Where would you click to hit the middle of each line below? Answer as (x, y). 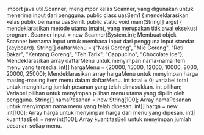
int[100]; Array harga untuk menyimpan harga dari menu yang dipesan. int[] (101, 113)
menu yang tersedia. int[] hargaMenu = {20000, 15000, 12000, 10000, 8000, (102, 67)
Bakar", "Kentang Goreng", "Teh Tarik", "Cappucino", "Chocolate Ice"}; (95, 54)
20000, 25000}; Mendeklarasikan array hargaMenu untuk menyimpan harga (102, 74)
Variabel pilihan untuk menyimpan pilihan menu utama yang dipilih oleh (96, 93)
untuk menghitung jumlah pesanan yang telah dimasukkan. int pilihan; (94, 87)
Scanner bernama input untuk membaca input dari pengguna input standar (100, 41)
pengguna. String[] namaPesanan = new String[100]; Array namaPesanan (99, 100)
